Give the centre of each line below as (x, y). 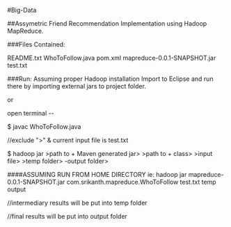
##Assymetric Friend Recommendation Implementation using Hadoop (107, 23)
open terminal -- (31, 113)
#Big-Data (22, 10)
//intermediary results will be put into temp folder (77, 203)
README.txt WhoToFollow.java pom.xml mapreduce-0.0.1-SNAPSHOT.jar (112, 58)
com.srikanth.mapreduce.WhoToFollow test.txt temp (142, 182)
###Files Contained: (36, 44)
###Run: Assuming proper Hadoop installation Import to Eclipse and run (110, 79)
